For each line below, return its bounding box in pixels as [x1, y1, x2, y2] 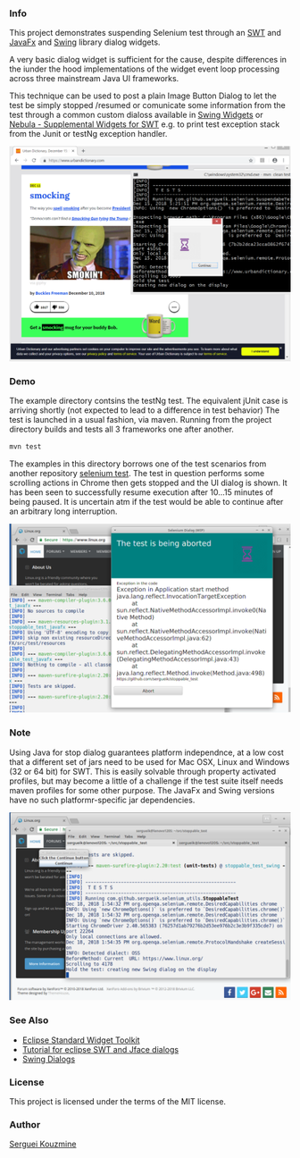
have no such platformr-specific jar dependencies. [9, 794, 196, 805]
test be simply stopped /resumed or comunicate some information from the [9, 100, 286, 111]
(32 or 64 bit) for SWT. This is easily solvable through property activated [9, 766, 277, 776]
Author [9, 1118, 41, 1130]
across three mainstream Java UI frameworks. [9, 73, 179, 84]
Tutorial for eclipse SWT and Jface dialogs [21, 1044, 179, 1054]
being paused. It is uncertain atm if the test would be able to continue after [9, 496, 284, 507]
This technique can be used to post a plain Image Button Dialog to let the [9, 90, 277, 101]
